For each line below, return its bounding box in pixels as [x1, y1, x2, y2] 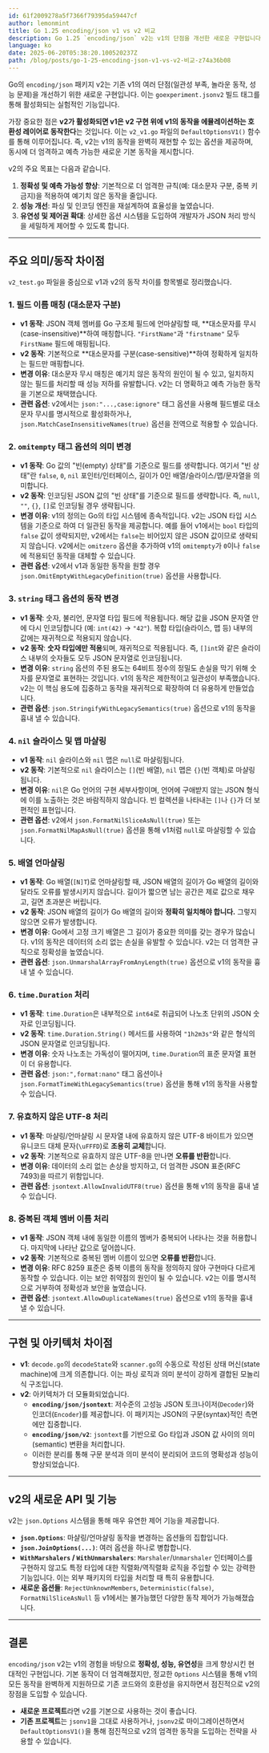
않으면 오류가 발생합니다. [19, 917, 98, 927]
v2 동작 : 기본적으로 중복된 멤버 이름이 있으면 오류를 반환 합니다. [19, 1253, 216, 1263]
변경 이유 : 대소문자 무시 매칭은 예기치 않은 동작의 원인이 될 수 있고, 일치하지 [19, 368, 255, 378]
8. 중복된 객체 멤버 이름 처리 [8, 1213, 110, 1224]
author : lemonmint [8, 19, 70, 27]
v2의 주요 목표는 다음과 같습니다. [8, 164, 110, 173]
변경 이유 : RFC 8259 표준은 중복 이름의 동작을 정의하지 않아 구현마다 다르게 [19, 1263, 255, 1272]
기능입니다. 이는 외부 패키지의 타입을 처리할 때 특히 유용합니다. [19, 1572, 215, 1582]
